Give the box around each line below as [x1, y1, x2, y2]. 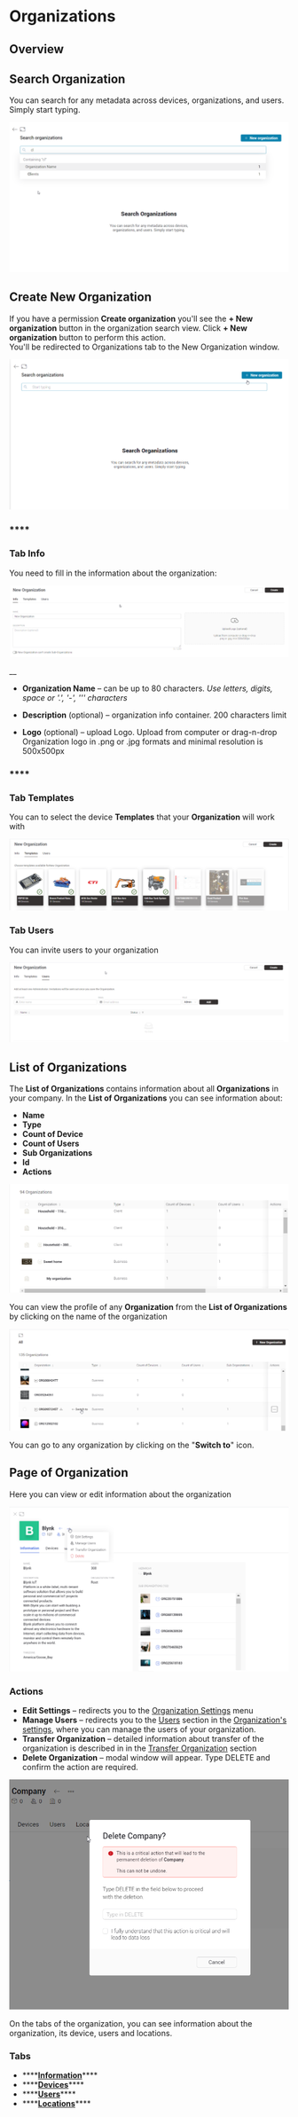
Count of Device [21, 1129, 84, 1140]
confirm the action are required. [21, 1761, 139, 1772]
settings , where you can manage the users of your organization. [21, 1723, 256, 1735]
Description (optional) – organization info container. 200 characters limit [21, 710, 287, 720]
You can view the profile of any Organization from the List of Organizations [9, 1301, 288, 1312]
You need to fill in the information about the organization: [9, 568, 217, 578]
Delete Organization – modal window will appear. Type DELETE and [21, 1752, 271, 1762]
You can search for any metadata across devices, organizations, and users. [9, 95, 285, 106]
